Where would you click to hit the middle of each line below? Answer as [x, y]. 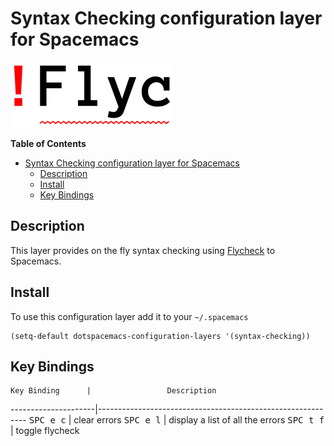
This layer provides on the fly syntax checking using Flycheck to [143, 250]
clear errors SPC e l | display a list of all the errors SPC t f [199, 420]
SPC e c [47, 420]
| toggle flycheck [45, 431]
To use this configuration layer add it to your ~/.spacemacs [129, 316]
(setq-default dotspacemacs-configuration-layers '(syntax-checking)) [160, 336]
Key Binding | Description [113, 391]
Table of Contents [48, 143]
